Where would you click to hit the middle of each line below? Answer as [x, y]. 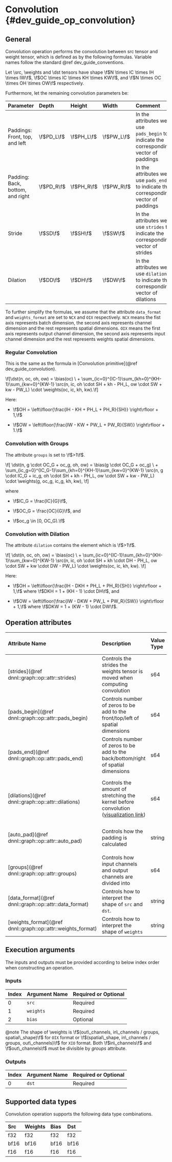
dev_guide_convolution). [31, 369]
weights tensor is [122, 671]
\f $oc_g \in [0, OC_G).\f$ [39, 521]
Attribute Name [27, 643]
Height [79, 106]
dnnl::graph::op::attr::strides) [42, 678]
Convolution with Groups [37, 444]
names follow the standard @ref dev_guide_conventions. [65, 62]
